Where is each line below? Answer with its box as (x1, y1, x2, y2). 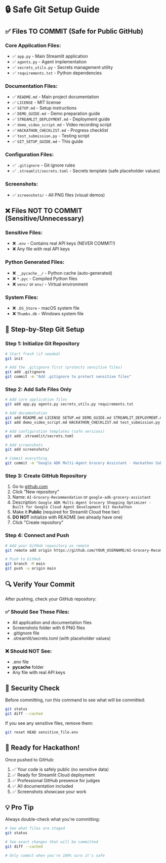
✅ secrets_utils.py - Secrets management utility (12, 64, 113, 70)
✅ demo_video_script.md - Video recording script (12, 122, 112, 128)
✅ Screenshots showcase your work (12, 789, 86, 795)
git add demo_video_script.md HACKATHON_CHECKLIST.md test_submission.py (5, 420, 161, 425)
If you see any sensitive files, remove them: (5, 720, 93, 726)
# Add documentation (5, 411, 48, 416)
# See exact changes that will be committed (5, 840, 98, 845)
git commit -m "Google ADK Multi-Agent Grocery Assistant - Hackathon (5, 460, 154, 466)
